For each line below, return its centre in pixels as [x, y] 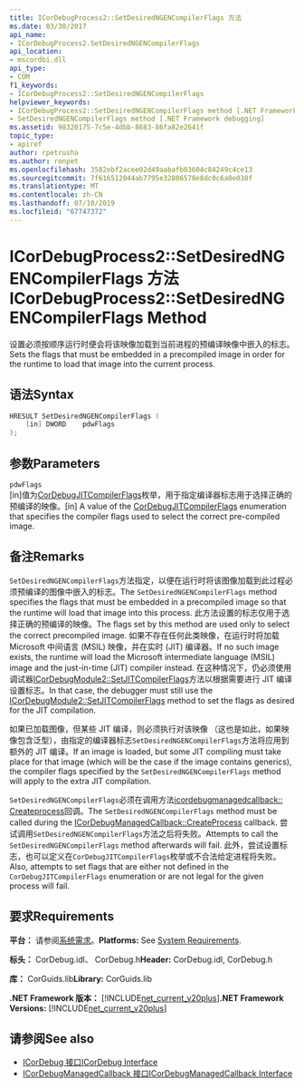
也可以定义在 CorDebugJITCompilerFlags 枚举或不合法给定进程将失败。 [153, 856]
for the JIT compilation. [53, 710]
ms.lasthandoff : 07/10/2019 [62, 204]
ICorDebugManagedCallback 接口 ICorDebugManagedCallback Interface [157, 1073]
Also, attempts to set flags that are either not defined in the [119, 866]
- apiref [26, 144]
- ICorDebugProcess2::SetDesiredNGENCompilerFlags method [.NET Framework [153, 111]
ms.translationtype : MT [54, 187]
